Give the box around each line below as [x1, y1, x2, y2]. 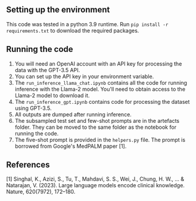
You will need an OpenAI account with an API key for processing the [14, 60, 182, 67]
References [6, 160, 50, 170]
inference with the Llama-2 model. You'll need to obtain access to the [14, 85, 186, 92]
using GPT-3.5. [14, 104, 52, 112]
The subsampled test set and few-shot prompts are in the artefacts [14, 117, 180, 124]
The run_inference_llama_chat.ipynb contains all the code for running [14, 79, 188, 86]
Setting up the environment [6, 5, 110, 15]
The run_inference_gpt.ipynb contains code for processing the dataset [14, 98, 190, 105]
